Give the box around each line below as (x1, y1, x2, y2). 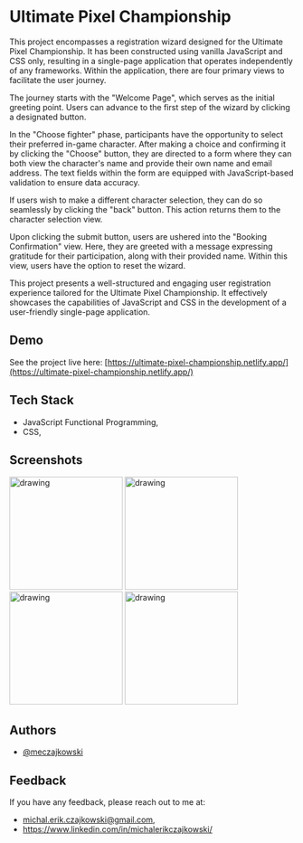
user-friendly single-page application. (9, 306, 151, 317)
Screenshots (9, 452, 83, 468)
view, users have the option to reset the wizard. (9, 260, 186, 270)
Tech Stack (9, 393, 74, 408)
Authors (9, 722, 57, 738)
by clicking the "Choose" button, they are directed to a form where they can (9, 147, 292, 159)
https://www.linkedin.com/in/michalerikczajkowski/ (22, 824, 213, 834)
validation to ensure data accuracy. (9, 176, 140, 187)
